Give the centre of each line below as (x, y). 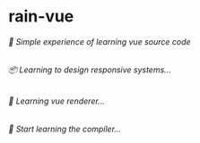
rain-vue (41, 17)
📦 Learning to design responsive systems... (90, 70)
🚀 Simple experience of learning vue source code (100, 41)
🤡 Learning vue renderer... (57, 101)
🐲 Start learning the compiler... (65, 129)
